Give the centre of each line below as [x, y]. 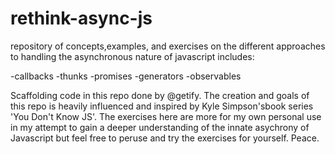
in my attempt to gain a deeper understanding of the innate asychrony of [160, 127]
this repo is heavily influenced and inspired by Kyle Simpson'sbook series [162, 106]
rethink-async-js [81, 18]
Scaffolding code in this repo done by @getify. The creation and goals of [160, 95]
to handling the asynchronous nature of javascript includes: [132, 56]
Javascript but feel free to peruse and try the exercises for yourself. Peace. [165, 138]
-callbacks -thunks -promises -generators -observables [126, 76]
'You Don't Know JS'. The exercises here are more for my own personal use [166, 116]
